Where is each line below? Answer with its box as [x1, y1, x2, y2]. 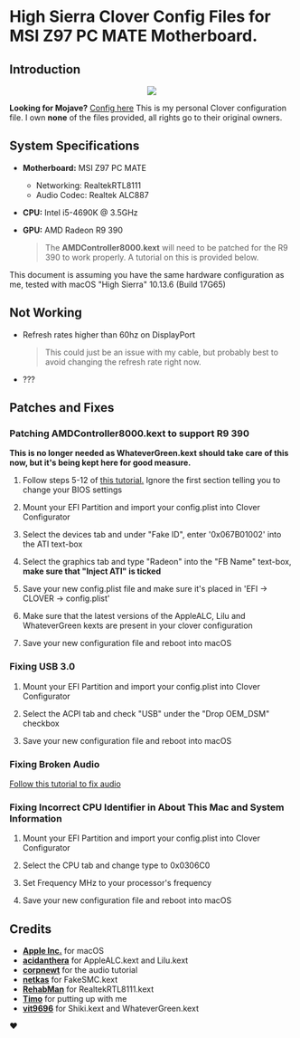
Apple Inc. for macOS [22, 946, 105, 957]
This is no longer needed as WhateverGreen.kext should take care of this [9, 448, 289, 459]
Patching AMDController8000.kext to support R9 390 [9, 427, 250, 440]
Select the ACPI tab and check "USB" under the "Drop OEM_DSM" [22, 708, 270, 719]
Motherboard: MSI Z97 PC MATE [22, 162, 147, 173]
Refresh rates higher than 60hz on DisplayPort [22, 329, 196, 340]
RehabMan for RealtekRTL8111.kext [22, 984, 155, 995]
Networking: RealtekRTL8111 [35, 179, 142, 191]
